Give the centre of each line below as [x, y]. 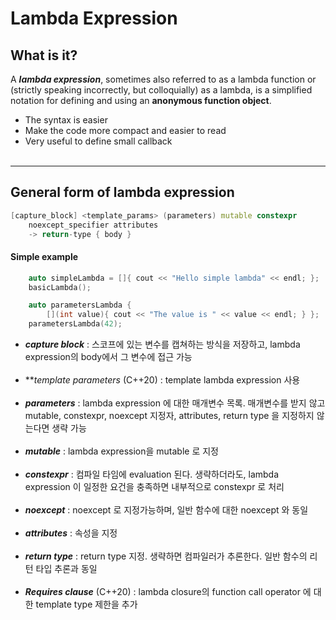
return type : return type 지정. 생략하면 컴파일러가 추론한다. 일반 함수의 [166, 556]
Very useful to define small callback [98, 141]
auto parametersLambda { [80, 305]
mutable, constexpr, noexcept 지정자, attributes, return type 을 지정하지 [169, 416]
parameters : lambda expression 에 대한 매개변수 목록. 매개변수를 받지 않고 [175, 403]
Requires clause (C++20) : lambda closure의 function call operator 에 [168, 592]
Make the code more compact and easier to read [125, 130]
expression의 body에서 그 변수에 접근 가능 [108, 357]
